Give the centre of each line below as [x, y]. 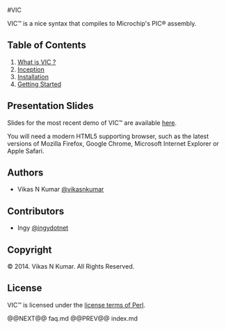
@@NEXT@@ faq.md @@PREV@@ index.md [72, 318]
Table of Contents [47, 45]
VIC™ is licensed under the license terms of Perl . [76, 305]
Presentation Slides [50, 106]
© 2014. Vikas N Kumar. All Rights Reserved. [71, 267]
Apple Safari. [26, 151]
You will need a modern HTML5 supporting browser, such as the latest [108, 136]
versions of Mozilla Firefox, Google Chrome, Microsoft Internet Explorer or [113, 143]
